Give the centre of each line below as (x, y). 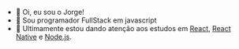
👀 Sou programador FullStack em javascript (86, 20)
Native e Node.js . (44, 37)
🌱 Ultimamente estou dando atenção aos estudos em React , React (123, 28)
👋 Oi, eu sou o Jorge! (50, 12)
